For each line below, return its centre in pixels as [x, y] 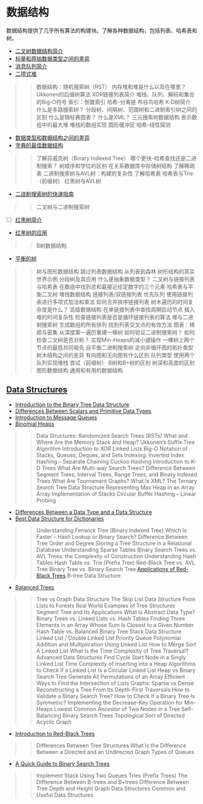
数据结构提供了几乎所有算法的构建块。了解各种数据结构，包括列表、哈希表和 [102, 30]
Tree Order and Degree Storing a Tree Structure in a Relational [114, 543]
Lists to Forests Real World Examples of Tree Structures [106, 605]
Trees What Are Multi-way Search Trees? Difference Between [118, 468]
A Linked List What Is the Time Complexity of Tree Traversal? [112, 651]
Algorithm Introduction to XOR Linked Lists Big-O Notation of [112, 448]
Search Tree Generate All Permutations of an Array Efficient [111, 676]
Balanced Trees [35, 587]
